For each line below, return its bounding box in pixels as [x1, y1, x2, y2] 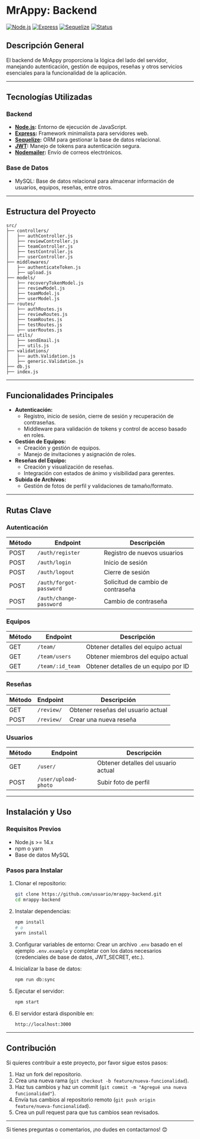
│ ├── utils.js [6, 343, 49, 349]
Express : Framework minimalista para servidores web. [14, 130, 149, 137]
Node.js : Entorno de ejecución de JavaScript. [14, 124, 127, 131]
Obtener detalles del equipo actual [86, 643, 183, 651]
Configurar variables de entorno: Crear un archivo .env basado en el [14, 941, 183, 948]
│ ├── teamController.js [6, 243, 73, 250]
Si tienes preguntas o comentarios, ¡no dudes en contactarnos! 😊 [6, 1126, 168, 1133]
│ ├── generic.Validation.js [6, 358, 84, 364]
